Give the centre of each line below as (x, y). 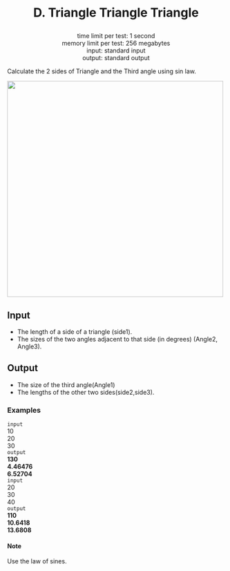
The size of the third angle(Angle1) (66, 384)
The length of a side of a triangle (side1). (75, 332)
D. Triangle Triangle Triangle (116, 13)
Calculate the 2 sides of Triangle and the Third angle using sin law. (102, 71)
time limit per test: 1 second (116, 36)
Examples (24, 410)
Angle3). (29, 346)
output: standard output (116, 58)
